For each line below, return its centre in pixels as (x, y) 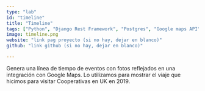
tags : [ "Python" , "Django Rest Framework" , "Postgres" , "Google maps (97, 29)
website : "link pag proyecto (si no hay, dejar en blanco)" (85, 40)
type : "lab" (21, 12)
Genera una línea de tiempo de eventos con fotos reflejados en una (91, 68)
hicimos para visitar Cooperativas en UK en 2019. (68, 81)
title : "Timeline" (30, 23)
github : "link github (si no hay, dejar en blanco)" (75, 46)
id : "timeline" (26, 18)
